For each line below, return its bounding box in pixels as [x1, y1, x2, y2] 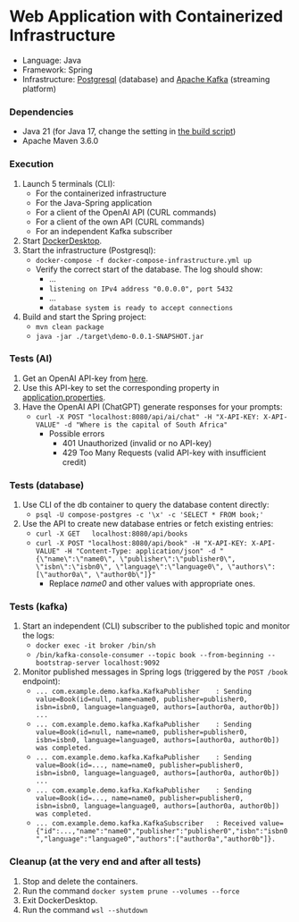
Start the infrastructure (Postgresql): [21, 244, 156, 256]
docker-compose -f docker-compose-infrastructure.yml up [35, 256, 253, 265]
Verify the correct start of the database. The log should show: [35, 264, 263, 275]
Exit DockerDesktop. [21, 894, 98, 905]
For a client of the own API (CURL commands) [35, 216, 205, 227]
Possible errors [48, 427, 105, 439]
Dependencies [9, 106, 74, 118]
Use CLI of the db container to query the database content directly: [21, 499, 270, 511]
